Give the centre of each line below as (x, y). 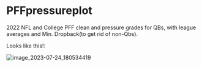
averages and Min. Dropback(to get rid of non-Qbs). (72, 33)
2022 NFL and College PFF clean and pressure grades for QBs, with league (101, 27)
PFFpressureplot (50, 11)
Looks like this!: (26, 46)
